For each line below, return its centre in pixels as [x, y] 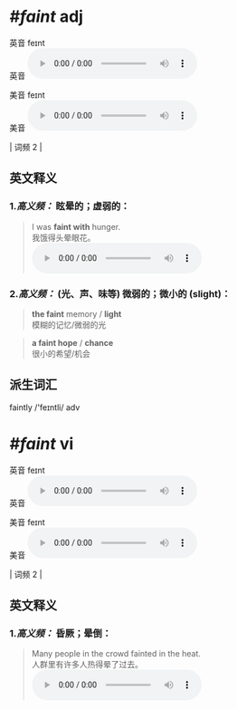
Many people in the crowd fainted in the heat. [116, 654]
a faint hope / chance [72, 342]
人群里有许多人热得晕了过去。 [87, 665]
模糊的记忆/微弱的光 [69, 324]
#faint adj [47, 17]
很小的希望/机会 [61, 353]
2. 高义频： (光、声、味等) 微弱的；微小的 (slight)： [120, 293]
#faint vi [42, 443]
